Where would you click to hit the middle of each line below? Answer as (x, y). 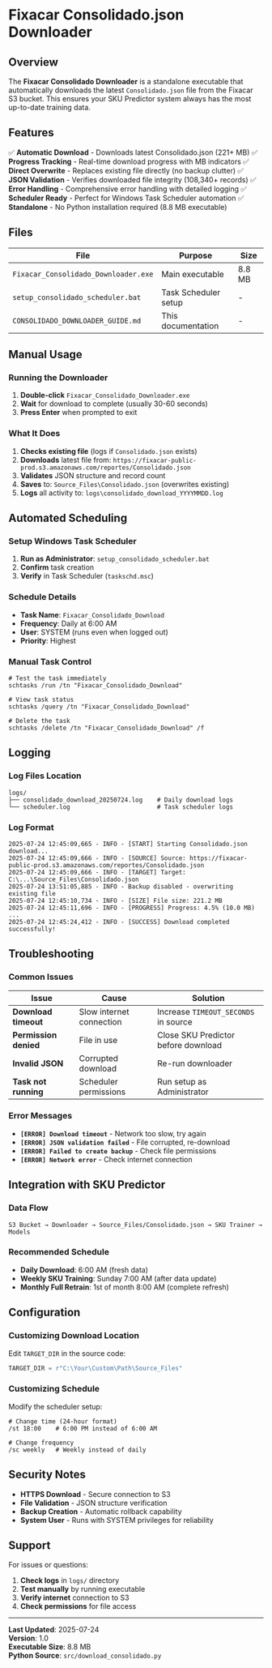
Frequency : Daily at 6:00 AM (68, 623)
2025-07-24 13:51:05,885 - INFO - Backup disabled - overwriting (121, 886)
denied (26, 1045)
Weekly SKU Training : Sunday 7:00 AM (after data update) (118, 1278)
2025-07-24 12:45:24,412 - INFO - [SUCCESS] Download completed (119, 922)
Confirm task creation (57, 567)
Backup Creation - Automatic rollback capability (101, 1511)
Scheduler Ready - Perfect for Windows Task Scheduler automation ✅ (126, 198)
